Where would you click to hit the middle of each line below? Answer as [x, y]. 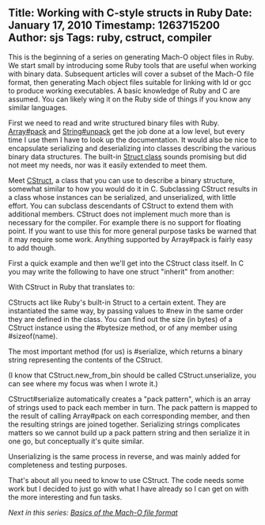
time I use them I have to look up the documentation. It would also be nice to [132, 140]
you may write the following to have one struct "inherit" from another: [121, 271]
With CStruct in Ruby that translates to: [72, 287]
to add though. [32, 247]
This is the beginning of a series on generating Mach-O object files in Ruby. [131, 57]
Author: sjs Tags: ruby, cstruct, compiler [110, 38]
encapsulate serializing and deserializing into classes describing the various [132, 148]
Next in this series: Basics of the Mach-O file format [93, 512]
